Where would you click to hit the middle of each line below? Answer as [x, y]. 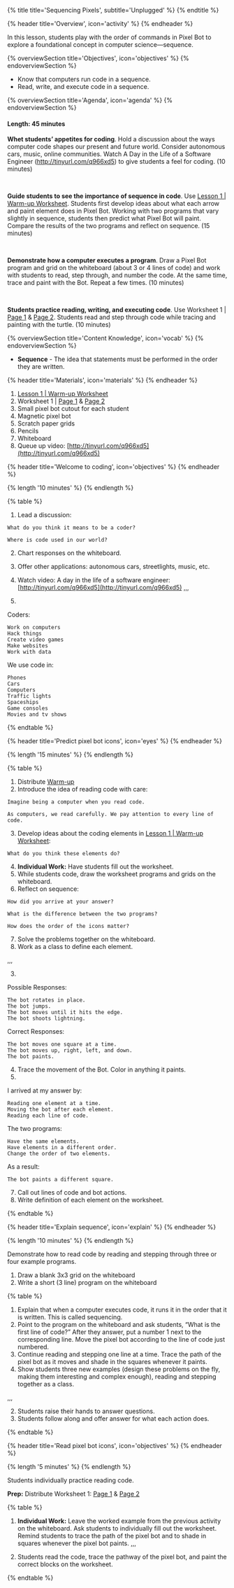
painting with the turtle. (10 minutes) [59, 325]
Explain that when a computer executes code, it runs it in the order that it [122, 1310]
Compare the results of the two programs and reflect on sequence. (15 [109, 226]
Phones [17, 678]
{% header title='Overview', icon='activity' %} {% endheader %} [100, 23]
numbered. [33, 1347]
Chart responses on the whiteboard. [69, 553]
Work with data [29, 652]
